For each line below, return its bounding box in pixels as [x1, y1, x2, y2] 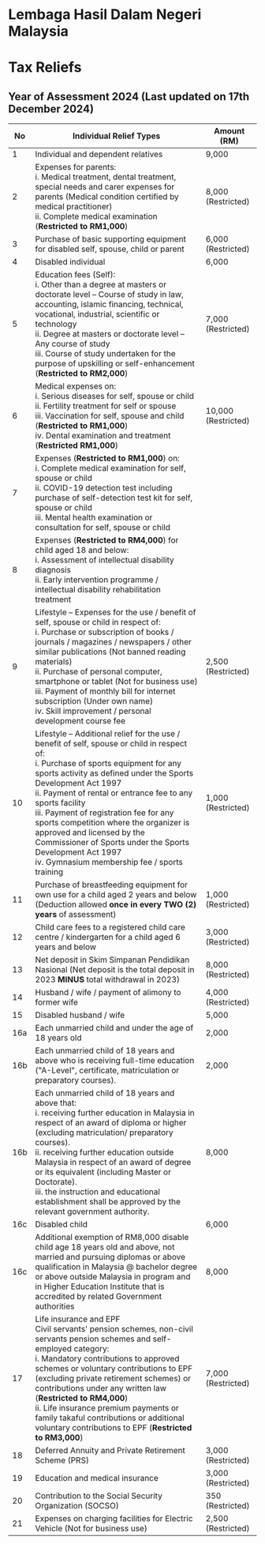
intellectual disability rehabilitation [35, 584, 162, 595]
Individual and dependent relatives [35, 148, 163, 160]
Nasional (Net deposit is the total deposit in [35, 964, 195, 975]
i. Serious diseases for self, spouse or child [35, 391, 195, 402]
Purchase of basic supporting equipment [35, 234, 187, 245]
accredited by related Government [35, 1291, 162, 1302]
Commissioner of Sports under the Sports [35, 837, 189, 848]
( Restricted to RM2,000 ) [35, 368, 129, 379]
